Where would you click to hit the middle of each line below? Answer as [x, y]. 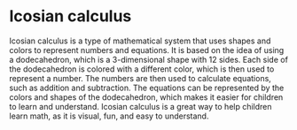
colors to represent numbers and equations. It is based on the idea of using [147, 50]
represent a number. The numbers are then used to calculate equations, [141, 78]
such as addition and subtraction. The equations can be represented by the [147, 88]
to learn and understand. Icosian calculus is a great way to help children [141, 106]
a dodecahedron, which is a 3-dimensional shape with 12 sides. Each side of [148, 59]
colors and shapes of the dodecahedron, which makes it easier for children [146, 97]
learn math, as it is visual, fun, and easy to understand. [109, 116]
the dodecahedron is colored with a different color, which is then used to [142, 69]
